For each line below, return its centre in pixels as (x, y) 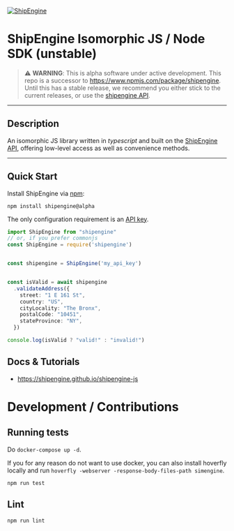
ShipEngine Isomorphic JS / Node (106, 39)
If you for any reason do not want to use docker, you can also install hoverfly (117, 463)
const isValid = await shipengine (57, 283)
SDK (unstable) (52, 54)
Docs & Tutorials (44, 362)
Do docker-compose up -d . (44, 449)
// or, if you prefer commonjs (53, 238)
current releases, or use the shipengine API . (87, 95)
